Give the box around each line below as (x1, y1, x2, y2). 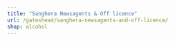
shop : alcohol (7, 23, 48, 30)
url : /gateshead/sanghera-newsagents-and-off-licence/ (7, 17, 169, 24)
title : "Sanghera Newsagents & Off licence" (7, 10, 138, 17)
